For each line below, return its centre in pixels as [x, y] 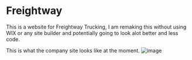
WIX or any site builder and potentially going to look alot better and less [92, 33]
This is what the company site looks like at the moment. [73, 50]
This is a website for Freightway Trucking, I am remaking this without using [96, 27]
